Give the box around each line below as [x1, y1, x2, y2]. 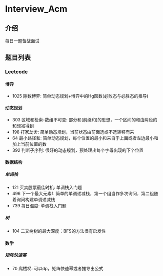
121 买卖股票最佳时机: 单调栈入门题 [12, 184, 82, 191]
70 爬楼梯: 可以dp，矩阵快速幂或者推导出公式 [12, 265, 103, 271]
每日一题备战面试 [5, 38, 40, 43]
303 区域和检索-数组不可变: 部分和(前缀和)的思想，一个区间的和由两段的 [12, 117, 158, 122]
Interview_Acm [5, 3, 67, 15]
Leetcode [5, 68, 28, 75]
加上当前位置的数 [12, 141, 47, 147]
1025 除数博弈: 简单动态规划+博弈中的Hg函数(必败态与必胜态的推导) [12, 93, 149, 99]
